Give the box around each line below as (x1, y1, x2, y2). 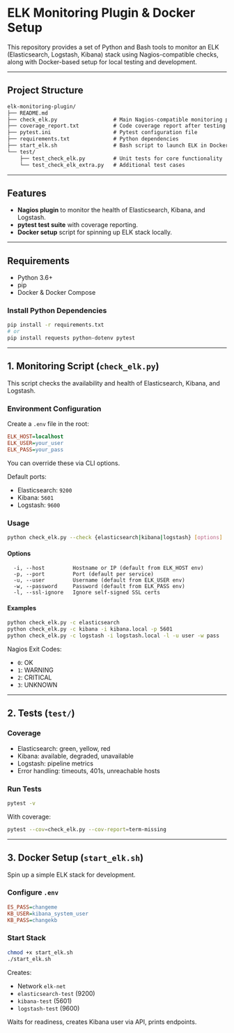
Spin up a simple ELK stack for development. (7, 870, 136, 879)
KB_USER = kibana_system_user (7, 910, 89, 917)
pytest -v (7, 800, 36, 807)
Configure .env (7, 888, 59, 898)
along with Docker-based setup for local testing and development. (7, 57, 197, 66)
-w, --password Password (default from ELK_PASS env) (13, 583, 186, 590)
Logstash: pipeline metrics (17, 759, 94, 768)
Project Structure (7, 85, 84, 96)
